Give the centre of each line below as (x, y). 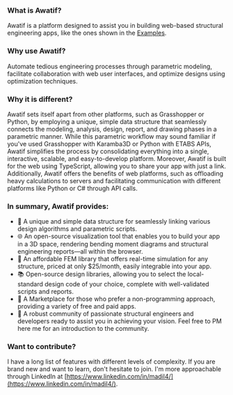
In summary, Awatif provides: (58, 206)
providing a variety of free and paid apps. (77, 307)
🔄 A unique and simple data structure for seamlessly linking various (114, 222)
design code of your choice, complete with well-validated (127, 284)
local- (196, 274)
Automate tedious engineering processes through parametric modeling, (110, 66)
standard (30, 284)
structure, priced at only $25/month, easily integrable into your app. (114, 266)
